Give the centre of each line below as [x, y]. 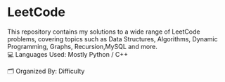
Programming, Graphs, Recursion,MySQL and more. [83, 46]
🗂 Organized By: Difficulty [46, 71]
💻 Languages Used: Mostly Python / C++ [68, 54]
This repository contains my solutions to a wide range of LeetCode [104, 32]
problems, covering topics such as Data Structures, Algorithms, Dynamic [112, 39]
